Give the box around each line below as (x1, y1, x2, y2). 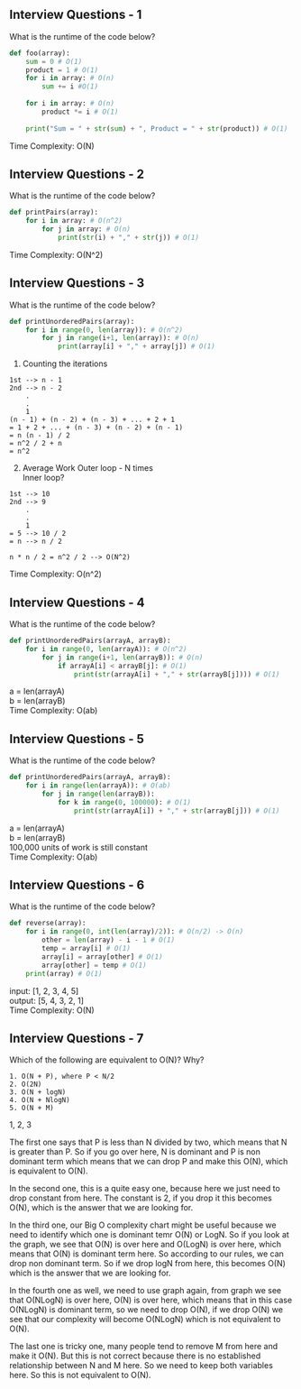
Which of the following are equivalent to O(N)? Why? (9, 1054, 205, 1065)
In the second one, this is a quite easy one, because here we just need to (9, 1183, 281, 1194)
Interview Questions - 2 (9, 166, 144, 181)
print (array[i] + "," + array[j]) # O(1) (57, 342, 216, 351)
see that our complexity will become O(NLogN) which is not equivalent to (9, 1314, 281, 1325)
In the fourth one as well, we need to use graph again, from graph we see (9, 1285, 282, 1296)
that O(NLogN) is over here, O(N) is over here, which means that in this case (9, 1294, 293, 1306)
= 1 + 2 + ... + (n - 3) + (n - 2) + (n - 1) (9, 423, 183, 432)
